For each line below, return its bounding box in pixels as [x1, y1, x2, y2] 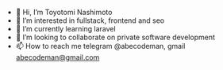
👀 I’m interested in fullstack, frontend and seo [15, 16, 165, 25]
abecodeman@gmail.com [15, 53, 100, 62]
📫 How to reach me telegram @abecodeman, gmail [15, 42, 186, 50]
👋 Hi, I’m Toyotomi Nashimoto [15, 8, 113, 17]
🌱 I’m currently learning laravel [15, 24, 117, 33]
